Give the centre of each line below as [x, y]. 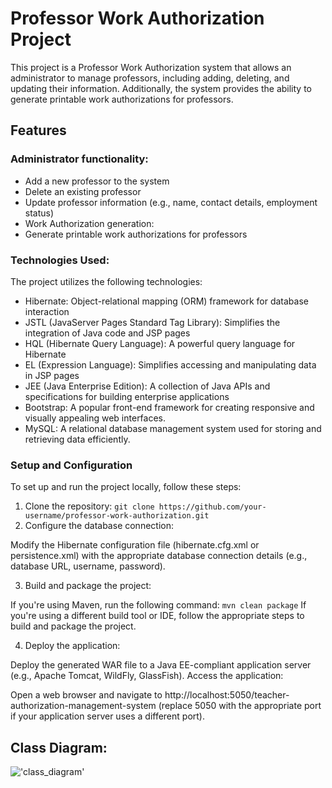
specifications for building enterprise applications [127, 396]
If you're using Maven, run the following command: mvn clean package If [158, 605]
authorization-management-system [83, 706]
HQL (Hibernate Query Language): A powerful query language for [160, 343]
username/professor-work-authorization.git [117, 516]
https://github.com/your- [212, 507]
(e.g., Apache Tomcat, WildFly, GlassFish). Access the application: [147, 676]
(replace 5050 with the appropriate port [240, 706]
